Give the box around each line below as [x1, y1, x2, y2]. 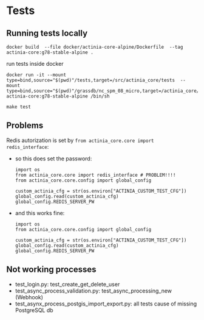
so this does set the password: [15, 155, 92, 162]
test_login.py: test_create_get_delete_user [15, 280, 120, 288]
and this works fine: [15, 209, 65, 216]
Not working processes [6, 265, 97, 275]
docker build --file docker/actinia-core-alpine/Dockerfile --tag [6, 44, 183, 50]
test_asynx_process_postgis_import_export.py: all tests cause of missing [15, 300, 197, 307]
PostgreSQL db [15, 306, 53, 314]
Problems [6, 120, 44, 131]
